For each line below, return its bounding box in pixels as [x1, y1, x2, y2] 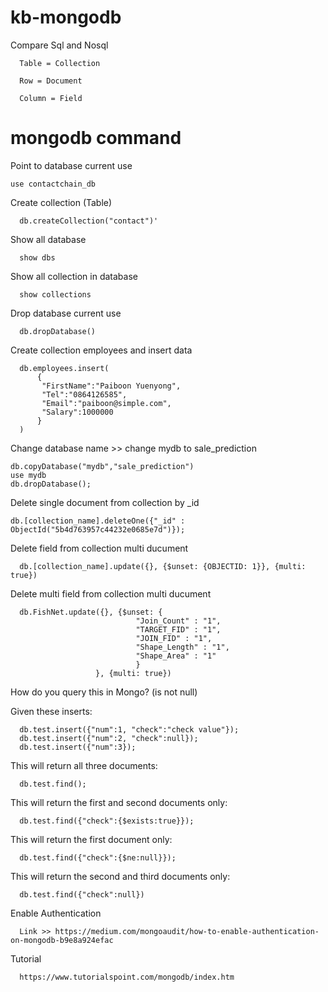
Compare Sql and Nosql [10, 39, 109, 51]
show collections [19, 289, 92, 300]
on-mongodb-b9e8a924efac [10, 935, 114, 945]
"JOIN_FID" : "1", [135, 633, 213, 643]
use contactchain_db [10, 179, 97, 189]
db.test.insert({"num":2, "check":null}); [19, 733, 199, 743]
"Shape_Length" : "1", [135, 642, 230, 652]
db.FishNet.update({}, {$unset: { [19, 607, 163, 617]
